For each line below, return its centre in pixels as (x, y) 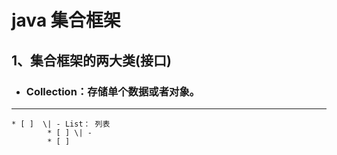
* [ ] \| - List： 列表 (61, 124)
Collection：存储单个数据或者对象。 (113, 91)
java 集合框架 (66, 20)
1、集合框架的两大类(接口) (91, 60)
